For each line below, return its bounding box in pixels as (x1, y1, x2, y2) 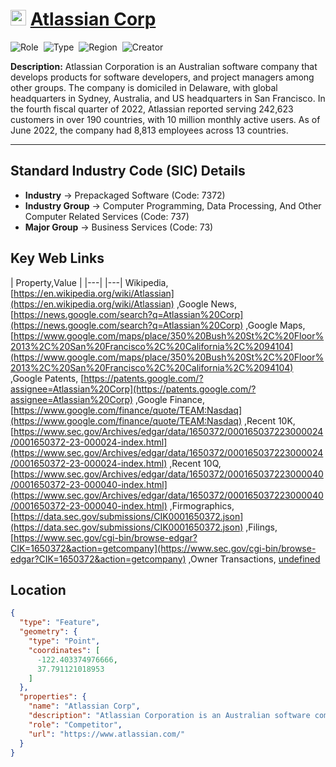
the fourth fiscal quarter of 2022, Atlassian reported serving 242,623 (10, 103, 294, 115)
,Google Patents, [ (10, 372, 85, 384)
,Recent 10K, (243, 414, 296, 427)
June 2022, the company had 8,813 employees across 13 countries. (10, 124, 289, 136)
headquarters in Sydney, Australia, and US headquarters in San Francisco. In (10, 92, 326, 104)
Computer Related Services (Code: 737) (24, 210, 190, 222)
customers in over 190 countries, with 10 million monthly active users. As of (10, 113, 321, 125)
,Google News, (176, 298, 237, 310)
